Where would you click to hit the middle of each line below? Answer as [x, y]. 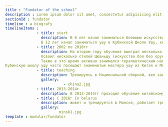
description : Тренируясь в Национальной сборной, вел [98, 75]
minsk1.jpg [70, 112]
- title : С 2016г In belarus [67, 98]
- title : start [52, 33]
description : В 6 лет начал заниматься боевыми [91, 38]
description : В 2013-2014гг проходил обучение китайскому [102, 93]
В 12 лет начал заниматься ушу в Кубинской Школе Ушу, [99, 42]
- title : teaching [56, 70]
